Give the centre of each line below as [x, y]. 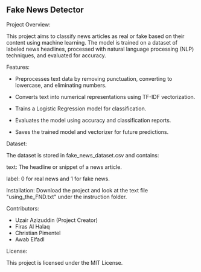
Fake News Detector [45, 10]
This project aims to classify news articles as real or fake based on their [95, 36]
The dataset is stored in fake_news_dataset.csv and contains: [83, 155]
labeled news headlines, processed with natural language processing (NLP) [100, 49]
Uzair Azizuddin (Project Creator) [56, 220]
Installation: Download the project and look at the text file [77, 190]
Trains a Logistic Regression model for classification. [81, 109]
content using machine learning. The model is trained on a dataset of [92, 42]
